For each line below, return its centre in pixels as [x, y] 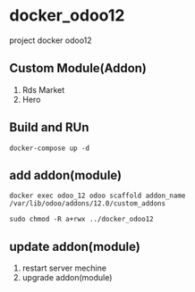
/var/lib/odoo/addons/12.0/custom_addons [88, 204]
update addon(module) [75, 246]
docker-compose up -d [50, 148]
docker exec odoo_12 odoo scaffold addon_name [97, 196]
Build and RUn [49, 127]
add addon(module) [66, 175]
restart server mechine [64, 268]
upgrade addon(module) [67, 278]
